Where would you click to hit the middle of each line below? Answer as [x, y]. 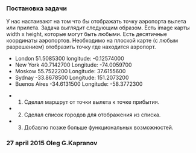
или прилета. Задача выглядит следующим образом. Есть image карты [98, 28]
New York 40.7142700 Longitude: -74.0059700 [73, 65]
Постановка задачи [37, 8]
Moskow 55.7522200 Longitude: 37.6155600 [70, 71]
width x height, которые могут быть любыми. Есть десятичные [87, 34]
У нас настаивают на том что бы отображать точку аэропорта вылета [96, 22]
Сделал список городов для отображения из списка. [92, 115]
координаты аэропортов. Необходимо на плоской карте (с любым [92, 41]
